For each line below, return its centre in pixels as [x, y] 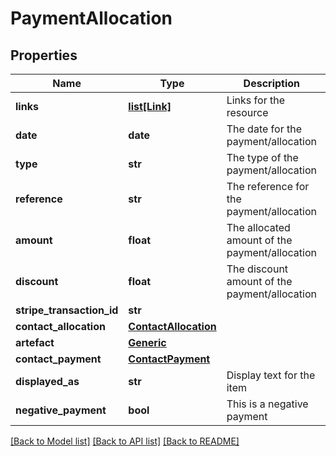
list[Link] [150, 106]
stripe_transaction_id [67, 310]
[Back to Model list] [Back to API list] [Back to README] [125, 441]
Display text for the [271, 375]
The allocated [258, 227]
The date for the [264, 129]
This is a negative [267, 404]
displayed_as [47, 381]
